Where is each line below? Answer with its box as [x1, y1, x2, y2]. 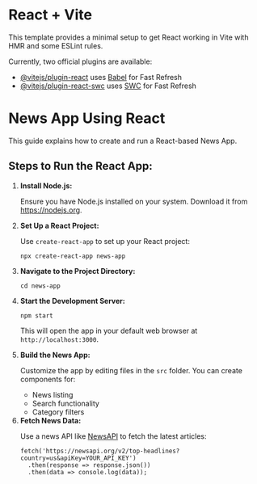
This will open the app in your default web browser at [19, 326, 198, 335]
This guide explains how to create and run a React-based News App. [8, 136, 238, 145]
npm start [19, 311, 54, 320]
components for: [19, 374, 76, 384]
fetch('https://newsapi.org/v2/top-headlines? [19, 447, 180, 455]
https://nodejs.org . [19, 204, 82, 215]
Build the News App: [19, 350, 91, 360]
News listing [32, 389, 74, 399]
